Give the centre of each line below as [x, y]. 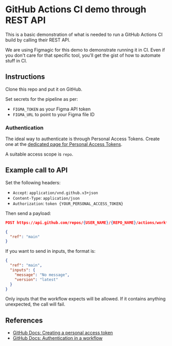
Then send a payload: [28, 213]
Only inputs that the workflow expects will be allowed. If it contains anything [85, 299]
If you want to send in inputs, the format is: [50, 251]
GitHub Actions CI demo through [76, 9]
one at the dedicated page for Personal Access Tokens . [64, 144]
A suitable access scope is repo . [39, 154]
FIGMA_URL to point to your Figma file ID [53, 114]
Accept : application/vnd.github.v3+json [55, 192]
